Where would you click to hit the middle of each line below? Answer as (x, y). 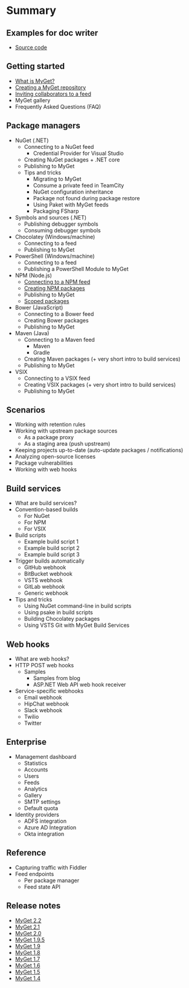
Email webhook (43, 698)
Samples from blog (56, 678)
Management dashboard (46, 756)
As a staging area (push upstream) (67, 444)
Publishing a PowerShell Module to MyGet (76, 269)
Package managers (43, 126)
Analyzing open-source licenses (55, 457)
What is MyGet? (35, 81)
